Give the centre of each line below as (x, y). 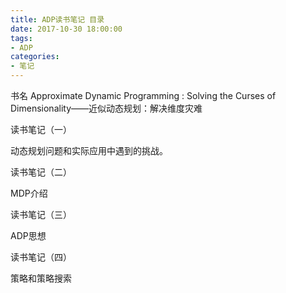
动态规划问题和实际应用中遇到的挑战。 (89, 150)
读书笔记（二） (41, 172)
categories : (35, 57)
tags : (21, 38)
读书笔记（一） (41, 129)
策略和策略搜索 (41, 278)
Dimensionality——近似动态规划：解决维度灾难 (106, 108)
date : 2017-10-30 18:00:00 (66, 29)
